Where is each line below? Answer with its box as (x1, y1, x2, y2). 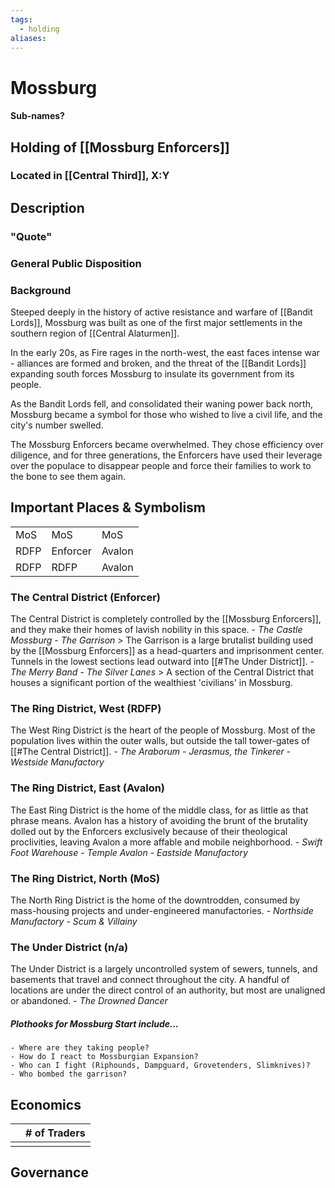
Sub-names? (10, 110, 65, 122)
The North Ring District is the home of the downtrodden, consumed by (10, 894, 301, 906)
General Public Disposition (10, 256, 142, 270)
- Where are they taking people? (10, 1043, 150, 1053)
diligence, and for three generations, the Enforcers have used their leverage (10, 449, 323, 461)
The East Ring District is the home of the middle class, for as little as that (10, 804, 309, 816)
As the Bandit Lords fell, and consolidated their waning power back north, (10, 398, 313, 410)
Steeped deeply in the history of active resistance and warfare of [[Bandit (10, 306, 313, 318)
